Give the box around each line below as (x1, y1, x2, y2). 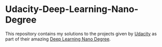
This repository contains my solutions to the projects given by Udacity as (5, 30, 157, 36)
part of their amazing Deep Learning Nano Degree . (5, 36, 111, 42)
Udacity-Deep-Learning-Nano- (5, 3, 139, 15)
